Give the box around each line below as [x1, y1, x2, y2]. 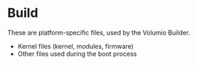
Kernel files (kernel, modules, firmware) [17, 42, 134, 50]
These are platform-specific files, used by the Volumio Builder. [7, 28, 191, 37]
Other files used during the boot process [17, 49, 137, 58]
